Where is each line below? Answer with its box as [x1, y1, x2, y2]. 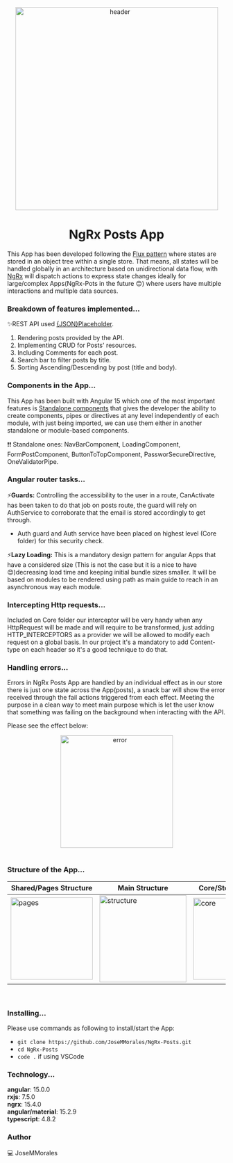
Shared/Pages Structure [10, 883, 93, 892]
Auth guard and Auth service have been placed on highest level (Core [17, 529, 217, 538]
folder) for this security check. [17, 536, 104, 545]
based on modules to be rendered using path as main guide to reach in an [7, 575, 218, 584]
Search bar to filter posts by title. [17, 356, 112, 364]
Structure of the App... [7, 865, 85, 875]
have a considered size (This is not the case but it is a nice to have [7, 560, 198, 569]
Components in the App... [7, 380, 96, 390]
